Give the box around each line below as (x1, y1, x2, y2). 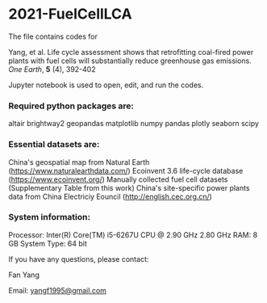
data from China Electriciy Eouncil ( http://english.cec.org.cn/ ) (8, 191, 212, 201)
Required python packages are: (8, 100, 135, 112)
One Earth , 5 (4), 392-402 (8, 64, 96, 74)
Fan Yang (8, 270, 40, 280)
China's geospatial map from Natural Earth (8, 157, 150, 166)
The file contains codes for (8, 32, 98, 41)
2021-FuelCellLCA (8, 5, 132, 23)
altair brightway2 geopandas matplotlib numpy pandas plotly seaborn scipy (8, 119, 260, 128)
